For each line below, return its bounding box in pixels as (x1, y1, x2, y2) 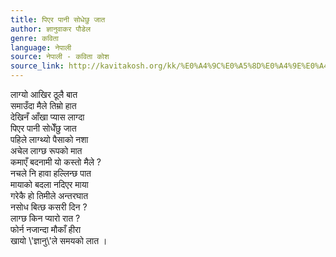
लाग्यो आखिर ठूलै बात (10, 89, 78, 100)
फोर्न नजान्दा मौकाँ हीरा (10, 224, 82, 235)
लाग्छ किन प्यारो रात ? (10, 212, 81, 224)
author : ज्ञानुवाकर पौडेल (10, 24, 91, 34)
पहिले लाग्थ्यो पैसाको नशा (10, 134, 89, 145)
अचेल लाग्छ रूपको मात (10, 145, 83, 156)
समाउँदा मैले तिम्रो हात (10, 100, 77, 111)
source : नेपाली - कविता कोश (10, 52, 110, 62)
